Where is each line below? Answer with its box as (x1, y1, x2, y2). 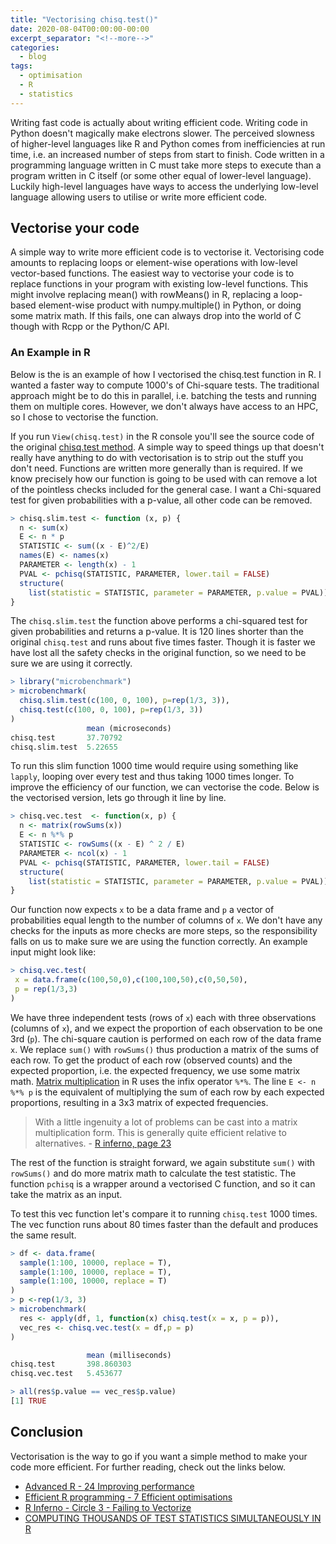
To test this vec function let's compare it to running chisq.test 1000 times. (10, 1207, 318, 1220)
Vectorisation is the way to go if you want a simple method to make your (10, 1450, 308, 1462)
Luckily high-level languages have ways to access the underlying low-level (10, 180, 319, 192)
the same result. (10, 1229, 77, 1241)
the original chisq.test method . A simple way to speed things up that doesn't (10, 441, 325, 453)
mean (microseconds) (86, 723, 172, 733)
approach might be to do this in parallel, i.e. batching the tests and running (10, 389, 317, 401)
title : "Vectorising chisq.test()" (10, 14, 159, 25)
